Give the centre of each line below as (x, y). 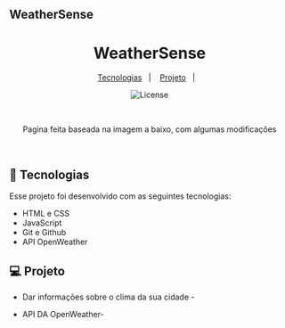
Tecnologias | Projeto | (147, 78)
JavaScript (42, 223)
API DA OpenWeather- (63, 314)
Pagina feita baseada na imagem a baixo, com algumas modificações (150, 129)
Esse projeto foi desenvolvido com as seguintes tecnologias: (120, 196)
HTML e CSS (46, 214)
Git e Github (44, 233)
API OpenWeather (55, 242)
